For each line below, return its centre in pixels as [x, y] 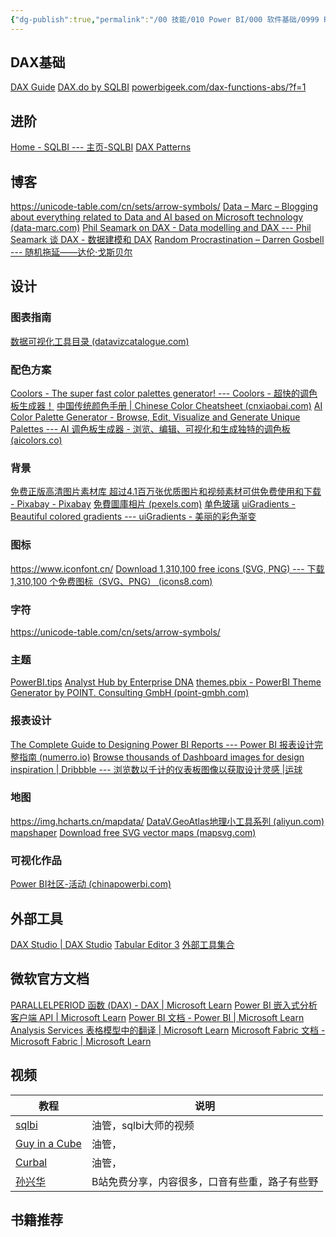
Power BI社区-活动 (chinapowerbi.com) [91, 884]
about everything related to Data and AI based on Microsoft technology [157, 217]
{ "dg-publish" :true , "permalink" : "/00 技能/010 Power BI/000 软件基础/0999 [165, 19]
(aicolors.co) [36, 440]
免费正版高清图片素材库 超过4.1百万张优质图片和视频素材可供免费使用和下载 [166, 492]
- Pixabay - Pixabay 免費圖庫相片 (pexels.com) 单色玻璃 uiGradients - [153, 504]
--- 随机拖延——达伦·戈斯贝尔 [71, 252]
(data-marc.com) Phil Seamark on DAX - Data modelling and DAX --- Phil [161, 228]
